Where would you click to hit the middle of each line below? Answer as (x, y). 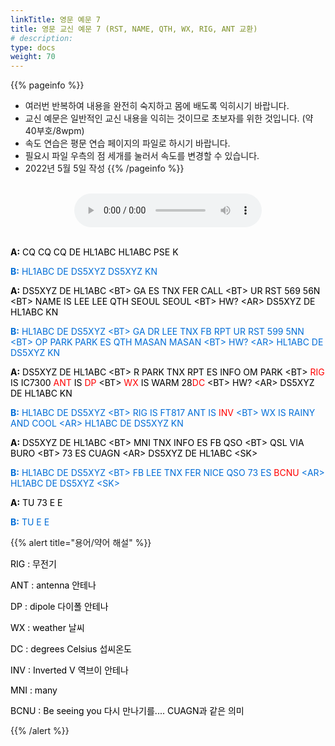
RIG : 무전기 (33, 564)
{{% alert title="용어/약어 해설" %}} (81, 543)
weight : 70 (33, 57)
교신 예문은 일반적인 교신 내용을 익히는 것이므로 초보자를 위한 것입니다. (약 (169, 118)
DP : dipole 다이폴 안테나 (59, 607)
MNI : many (34, 690)
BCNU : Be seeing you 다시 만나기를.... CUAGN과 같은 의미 (127, 711)
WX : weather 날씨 (47, 628)
